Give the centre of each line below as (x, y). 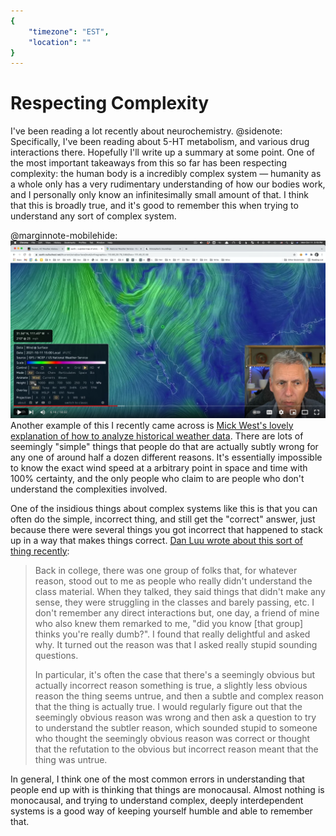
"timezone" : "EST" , (69, 31)
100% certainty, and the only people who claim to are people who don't (157, 478)
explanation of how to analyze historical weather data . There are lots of (157, 436)
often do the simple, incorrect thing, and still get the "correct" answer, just (163, 519)
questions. (56, 655)
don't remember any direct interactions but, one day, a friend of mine (177, 612)
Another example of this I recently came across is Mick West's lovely (152, 425)
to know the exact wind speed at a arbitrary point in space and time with (159, 467)
